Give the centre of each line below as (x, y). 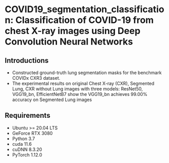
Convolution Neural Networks (69, 42)
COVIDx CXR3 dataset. (36, 78)
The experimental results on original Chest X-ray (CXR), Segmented (83, 83)
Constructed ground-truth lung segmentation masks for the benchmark (87, 73)
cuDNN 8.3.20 (27, 149)
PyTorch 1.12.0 (27, 155)
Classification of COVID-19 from (84, 20)
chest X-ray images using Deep (73, 31)
